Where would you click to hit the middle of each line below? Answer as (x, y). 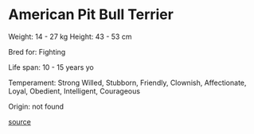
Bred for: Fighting (37, 52)
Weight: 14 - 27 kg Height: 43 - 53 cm (70, 36)
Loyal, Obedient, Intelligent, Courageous (74, 91)
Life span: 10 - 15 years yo (51, 67)
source (20, 121)
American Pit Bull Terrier (91, 15)
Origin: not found (36, 106)
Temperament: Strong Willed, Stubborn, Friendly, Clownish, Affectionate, (127, 82)
